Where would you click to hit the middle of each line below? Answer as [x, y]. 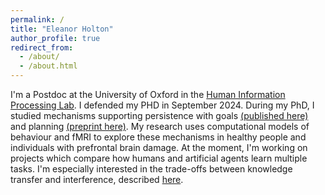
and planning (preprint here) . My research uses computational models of [160, 126]
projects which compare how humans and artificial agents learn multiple [159, 158]
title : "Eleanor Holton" [62, 29]
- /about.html [48, 66]
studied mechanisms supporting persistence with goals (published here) [159, 115]
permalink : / [37, 19]
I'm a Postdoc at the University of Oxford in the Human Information [148, 94]
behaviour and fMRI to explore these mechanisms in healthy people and [158, 137]
